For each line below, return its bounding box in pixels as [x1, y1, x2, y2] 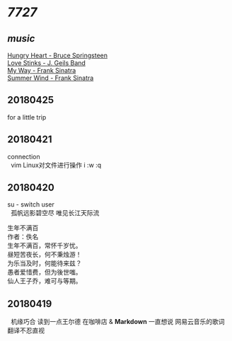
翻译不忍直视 [7, 326, 45, 335]
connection [7, 152, 40, 161]
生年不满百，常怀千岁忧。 [7, 241, 82, 250]
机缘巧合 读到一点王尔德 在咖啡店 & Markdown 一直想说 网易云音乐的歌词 [10, 318, 225, 326]
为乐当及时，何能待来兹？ [7, 259, 82, 267]
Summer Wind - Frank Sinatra [7, 74, 94, 82]
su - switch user [7, 200, 54, 209]
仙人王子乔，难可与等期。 [7, 277, 82, 285]
